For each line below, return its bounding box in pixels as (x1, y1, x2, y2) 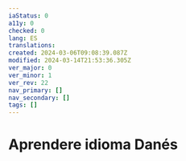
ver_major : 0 (8, 64, 52, 72)
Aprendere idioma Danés (8, 135, 179, 154)
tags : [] (8, 101, 38, 109)
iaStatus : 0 (8, 11, 48, 20)
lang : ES (8, 34, 38, 42)
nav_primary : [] (8, 86, 63, 95)
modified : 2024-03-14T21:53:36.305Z (8, 57, 131, 65)
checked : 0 (8, 26, 45, 34)
